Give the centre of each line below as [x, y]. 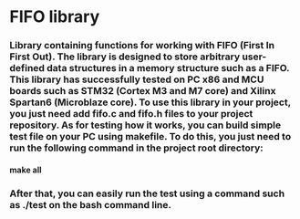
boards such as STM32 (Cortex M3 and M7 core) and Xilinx [143, 91]
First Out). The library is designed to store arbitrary [125, 57]
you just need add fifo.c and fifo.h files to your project [131, 114]
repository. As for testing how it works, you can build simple [145, 125]
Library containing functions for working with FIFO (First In [142, 46]
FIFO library [55, 17]
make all [26, 170]
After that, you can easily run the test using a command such [147, 193]
